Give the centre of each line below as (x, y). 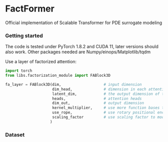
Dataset (15, 134)
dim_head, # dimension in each (99, 89)
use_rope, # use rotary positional (104, 113)
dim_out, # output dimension (98, 103)
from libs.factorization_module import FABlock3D (58, 76)
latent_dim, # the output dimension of (106, 94)
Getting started (24, 36)
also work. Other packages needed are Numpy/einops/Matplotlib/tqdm (78, 52)
